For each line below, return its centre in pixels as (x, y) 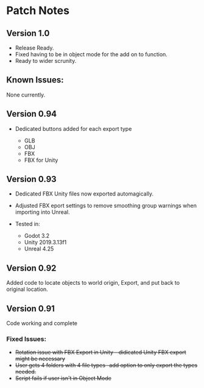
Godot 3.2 (37, 236)
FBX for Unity (41, 160)
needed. (26, 372)
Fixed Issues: (26, 339)
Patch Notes (38, 11)
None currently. (26, 95)
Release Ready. (34, 48)
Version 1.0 (28, 33)
